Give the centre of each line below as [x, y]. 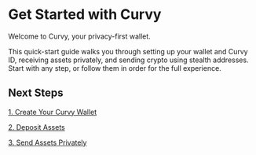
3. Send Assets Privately [48, 142]
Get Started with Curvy [85, 15]
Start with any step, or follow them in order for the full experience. [115, 68]
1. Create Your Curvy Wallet [53, 112]
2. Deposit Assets [37, 127]
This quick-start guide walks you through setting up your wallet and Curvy [128, 51]
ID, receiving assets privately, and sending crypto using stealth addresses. [128, 60]
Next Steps [36, 93]
